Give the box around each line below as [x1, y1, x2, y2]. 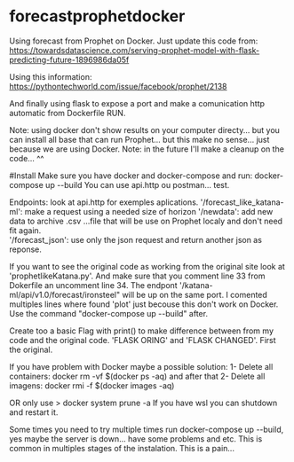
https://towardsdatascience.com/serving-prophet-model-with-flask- [9, 44, 260, 55]
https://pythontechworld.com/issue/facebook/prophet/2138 [9, 81, 227, 91]
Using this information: [9, 71, 92, 82]
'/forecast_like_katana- [200, 197, 284, 208]
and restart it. [9, 406, 59, 418]
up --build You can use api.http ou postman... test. [45, 179, 230, 190]
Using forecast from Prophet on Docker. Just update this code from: [9, 35, 258, 46]
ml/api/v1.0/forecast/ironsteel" [9, 289, 121, 300]
